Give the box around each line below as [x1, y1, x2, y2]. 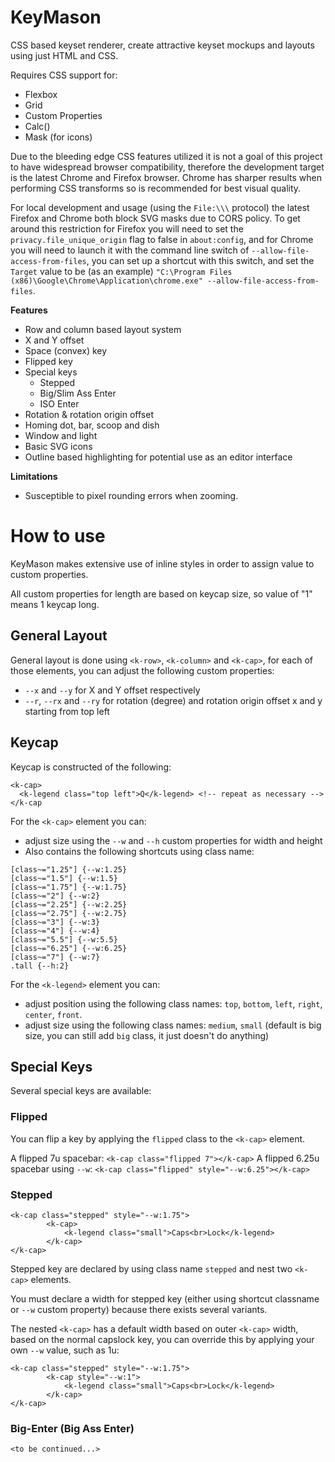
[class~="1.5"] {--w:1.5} [10, 873, 118, 883]
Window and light [24, 429, 98, 441]
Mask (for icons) [24, 131, 93, 143]
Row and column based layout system [24, 323, 182, 335]
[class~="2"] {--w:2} [10, 891, 101, 901]
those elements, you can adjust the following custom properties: [10, 664, 275, 676]
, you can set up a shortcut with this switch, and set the [86, 254, 315, 266]
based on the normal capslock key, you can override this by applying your [10, 1333, 315, 1345]
